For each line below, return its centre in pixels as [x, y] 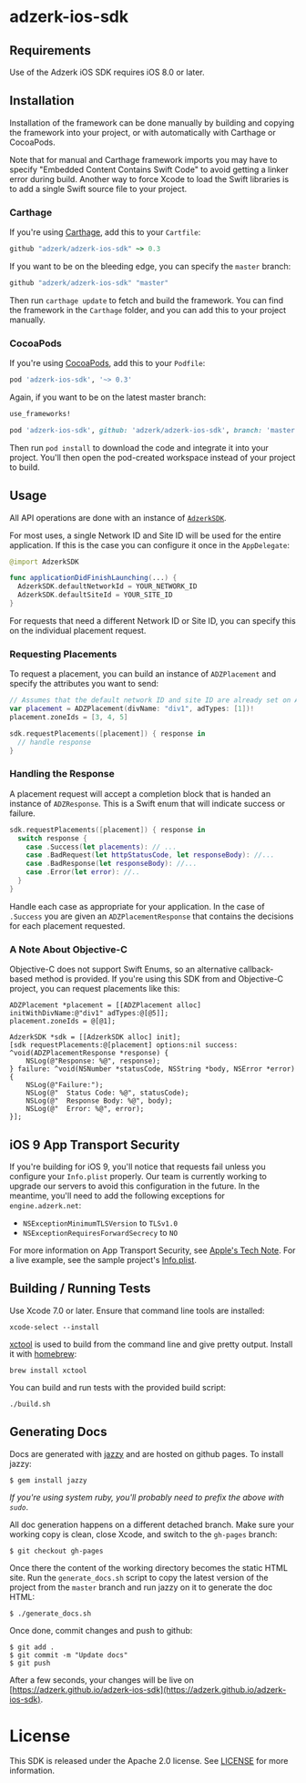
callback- [256, 969]
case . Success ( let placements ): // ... [102, 847]
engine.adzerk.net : [46, 1205]
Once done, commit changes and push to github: [101, 1630]
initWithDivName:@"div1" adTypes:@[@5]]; [89, 1014]
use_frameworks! [40, 414]
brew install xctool [49, 1370]
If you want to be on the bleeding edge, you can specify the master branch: [150, 266]
